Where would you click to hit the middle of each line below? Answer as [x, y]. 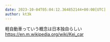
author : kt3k [18, 14]
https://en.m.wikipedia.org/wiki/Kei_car [44, 34]
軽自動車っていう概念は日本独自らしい [44, 29]
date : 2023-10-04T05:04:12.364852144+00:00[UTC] [55, 10]
